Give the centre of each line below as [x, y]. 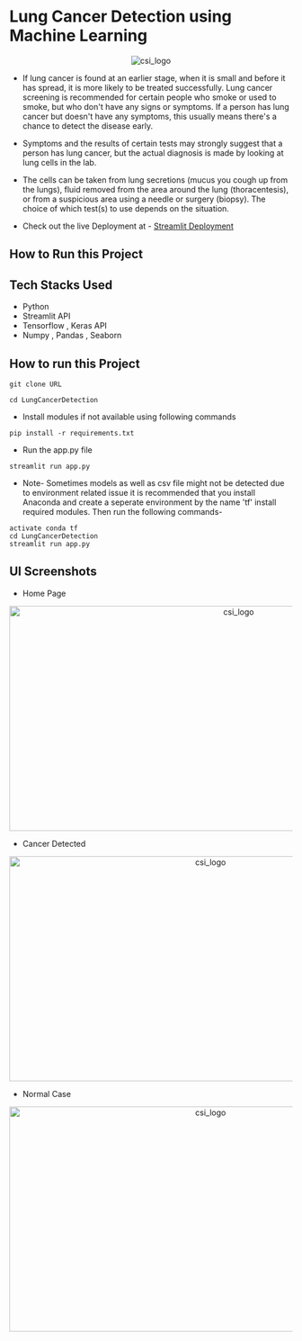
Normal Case [47, 1093]
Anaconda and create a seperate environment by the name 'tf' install [149, 502]
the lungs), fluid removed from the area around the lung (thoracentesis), [155, 189]
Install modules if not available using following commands [129, 417]
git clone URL [36, 384]
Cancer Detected [54, 843]
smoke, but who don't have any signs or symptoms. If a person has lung [155, 106]
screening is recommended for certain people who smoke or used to [149, 97]
